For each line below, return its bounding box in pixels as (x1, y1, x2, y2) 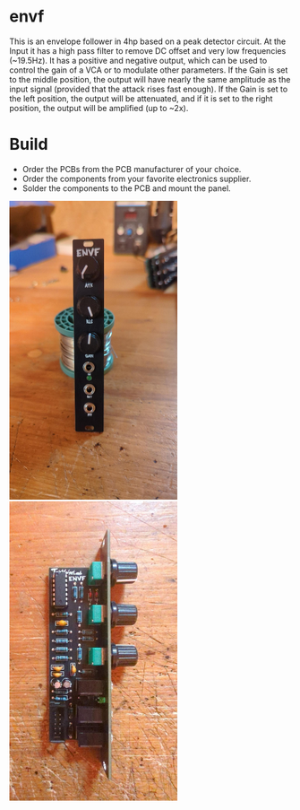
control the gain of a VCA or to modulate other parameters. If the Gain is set (9, 65, 288, 75)
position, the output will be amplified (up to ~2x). (9, 102, 189, 113)
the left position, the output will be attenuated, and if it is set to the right (9, 92, 273, 104)
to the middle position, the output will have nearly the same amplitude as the (9, 74, 291, 84)
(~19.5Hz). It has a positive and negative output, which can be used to (9, 55, 268, 65)
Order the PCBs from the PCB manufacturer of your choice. (21, 163, 242, 174)
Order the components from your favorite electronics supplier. (21, 173, 252, 184)
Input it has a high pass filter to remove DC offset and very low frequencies (9, 45, 287, 56)
